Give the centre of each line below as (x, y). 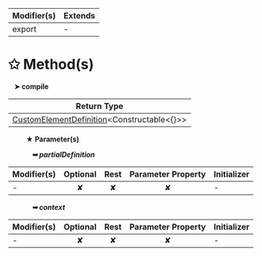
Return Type (100, 106)
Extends (79, 16)
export (25, 29)
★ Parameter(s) (52, 139)
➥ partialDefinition (63, 154)
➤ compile (31, 86)
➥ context (48, 207)
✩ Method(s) (51, 65)
